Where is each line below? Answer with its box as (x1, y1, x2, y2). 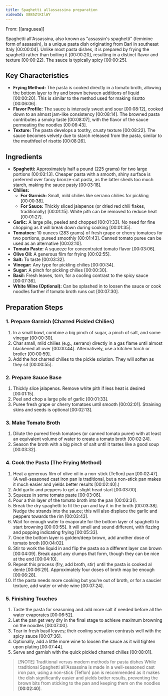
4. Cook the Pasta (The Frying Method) (5, 459, 102, 466)
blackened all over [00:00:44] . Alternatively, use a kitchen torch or (12, 345, 150, 351)
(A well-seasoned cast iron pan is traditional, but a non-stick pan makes (12, 476, 161, 482)
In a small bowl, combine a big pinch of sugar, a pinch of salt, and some (12, 329, 161, 335)
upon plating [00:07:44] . (12, 644, 63, 650)
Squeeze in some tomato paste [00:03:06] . (12, 492, 102, 498)
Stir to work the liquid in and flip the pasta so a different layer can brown (12, 545, 162, 551)
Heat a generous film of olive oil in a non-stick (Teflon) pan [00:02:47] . (12, 470, 159, 477)
